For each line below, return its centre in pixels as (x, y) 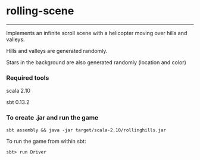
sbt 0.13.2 (18, 102)
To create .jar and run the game (52, 118)
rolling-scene (40, 11)
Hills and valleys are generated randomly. (57, 51)
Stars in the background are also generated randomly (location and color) (96, 62)
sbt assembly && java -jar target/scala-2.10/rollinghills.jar (86, 130)
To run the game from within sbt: (46, 141)
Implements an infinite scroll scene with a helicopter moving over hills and (97, 33)
